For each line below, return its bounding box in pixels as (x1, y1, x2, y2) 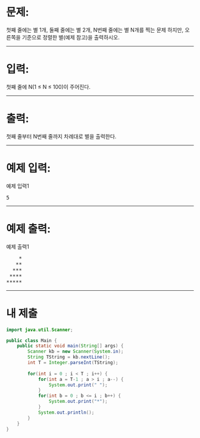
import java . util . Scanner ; (6, 327, 73, 333)
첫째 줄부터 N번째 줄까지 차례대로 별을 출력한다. (6, 132, 117, 140)
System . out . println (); (37, 409, 95, 415)
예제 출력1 (6, 243, 30, 250)
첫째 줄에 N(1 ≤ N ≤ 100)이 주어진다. (6, 83, 91, 90)
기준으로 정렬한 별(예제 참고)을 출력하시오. (21, 33, 120, 41)
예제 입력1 (6, 182, 30, 190)
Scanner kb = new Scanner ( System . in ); (27, 349, 124, 355)
